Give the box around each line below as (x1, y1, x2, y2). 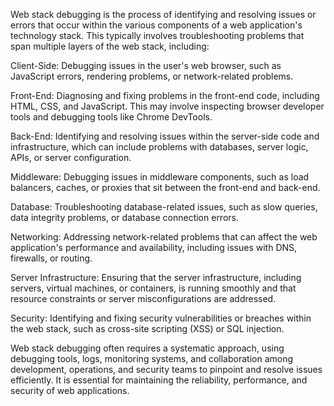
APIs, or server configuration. (10, 152, 132, 163)
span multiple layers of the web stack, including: (10, 40, 210, 52)
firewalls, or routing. (10, 252, 93, 264)
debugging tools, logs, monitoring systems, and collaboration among (10, 353, 294, 364)
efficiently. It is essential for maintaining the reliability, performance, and (10, 374, 308, 386)
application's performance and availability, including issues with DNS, (10, 242, 298, 253)
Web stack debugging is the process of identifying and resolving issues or (10, 9, 317, 20)
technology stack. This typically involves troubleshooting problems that (10, 30, 305, 41)
